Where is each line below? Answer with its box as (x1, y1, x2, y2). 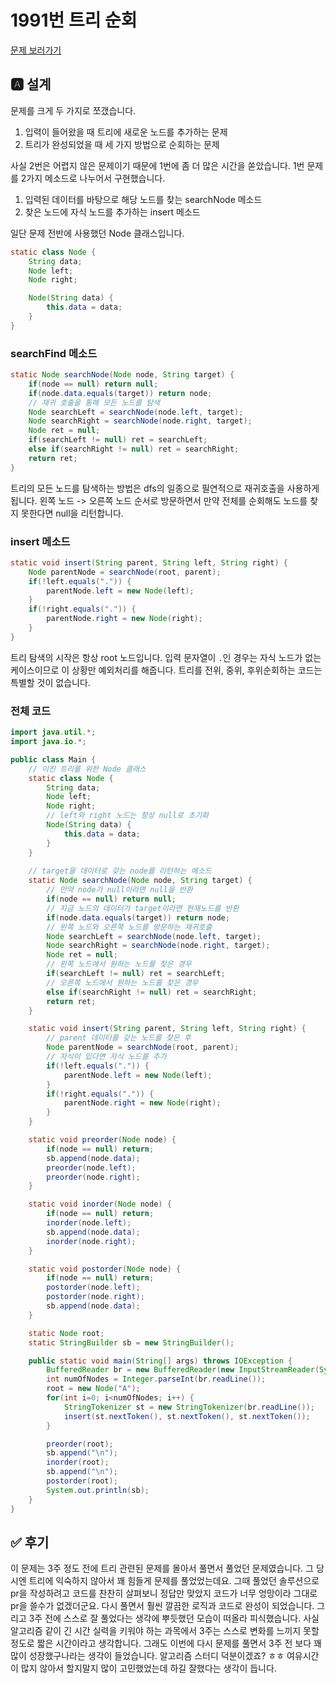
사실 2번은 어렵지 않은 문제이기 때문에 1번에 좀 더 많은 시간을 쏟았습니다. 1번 (10, 159, 305, 171)
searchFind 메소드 (10, 346, 98, 360)
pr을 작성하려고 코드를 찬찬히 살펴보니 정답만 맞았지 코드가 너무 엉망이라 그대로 (10, 1587, 318, 1600)
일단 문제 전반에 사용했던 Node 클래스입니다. (10, 227, 185, 239)
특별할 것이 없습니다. (10, 676, 91, 688)
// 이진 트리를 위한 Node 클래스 (28, 764, 147, 774)
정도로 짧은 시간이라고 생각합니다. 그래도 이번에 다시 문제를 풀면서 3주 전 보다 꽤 (10, 1637, 322, 1650)
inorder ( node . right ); (46, 1236, 137, 1246)
